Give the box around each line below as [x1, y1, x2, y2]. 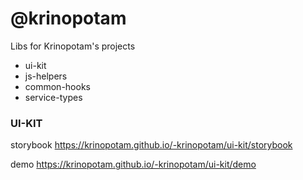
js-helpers [24, 70, 68, 82]
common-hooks [24, 80, 91, 92]
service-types [24, 91, 83, 103]
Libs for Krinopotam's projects [10, 40, 136, 52]
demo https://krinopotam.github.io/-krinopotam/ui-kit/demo [10, 158, 257, 171]
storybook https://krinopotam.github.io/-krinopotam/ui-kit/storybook [10, 139, 293, 151]
